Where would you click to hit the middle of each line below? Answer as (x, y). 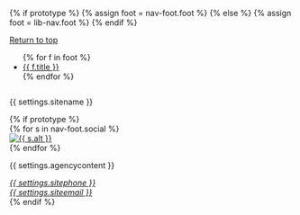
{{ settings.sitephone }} (53, 183)
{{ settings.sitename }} (51, 102)
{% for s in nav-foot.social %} (64, 129)
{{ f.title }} (41, 67)
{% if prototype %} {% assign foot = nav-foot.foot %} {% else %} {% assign (150, 13)
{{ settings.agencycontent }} (62, 165)
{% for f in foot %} (57, 57)
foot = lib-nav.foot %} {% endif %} (73, 22)
